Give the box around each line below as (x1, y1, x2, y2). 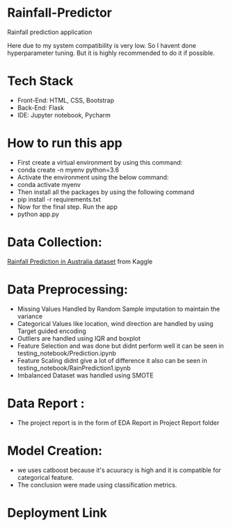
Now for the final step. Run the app (17, 202, 118, 211)
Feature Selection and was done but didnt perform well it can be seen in (17, 341, 224, 350)
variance (17, 311, 43, 321)
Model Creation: (7, 443, 103, 458)
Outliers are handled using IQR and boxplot (17, 334, 141, 342)
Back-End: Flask (17, 103, 65, 112)
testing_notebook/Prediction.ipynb (17, 349, 117, 357)
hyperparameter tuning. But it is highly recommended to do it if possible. (7, 49, 216, 57)
